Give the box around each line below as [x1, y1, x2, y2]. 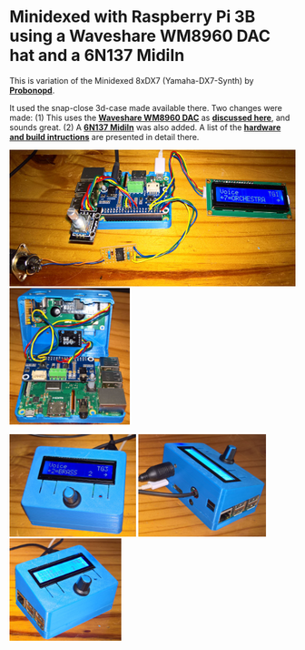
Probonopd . [9, 85, 55, 96]
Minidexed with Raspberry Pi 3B [9, 6, 256, 27]
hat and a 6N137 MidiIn [9, 46, 185, 66]
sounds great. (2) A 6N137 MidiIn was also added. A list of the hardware [9, 121, 281, 133]
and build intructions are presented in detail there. [9, 131, 200, 142]
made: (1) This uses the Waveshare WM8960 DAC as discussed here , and [9, 112, 290, 123]
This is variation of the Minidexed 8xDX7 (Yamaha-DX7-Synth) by [9, 75, 254, 86]
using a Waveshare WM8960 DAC [9, 25, 271, 46]
